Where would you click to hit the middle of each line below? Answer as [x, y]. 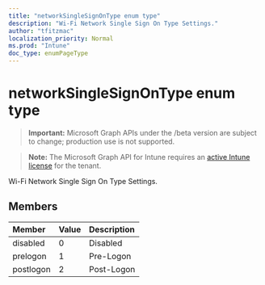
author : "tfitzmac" [41, 31]
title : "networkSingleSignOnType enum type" [84, 16]
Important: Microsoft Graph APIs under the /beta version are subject [142, 132]
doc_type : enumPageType [48, 53]
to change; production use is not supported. [101, 141]
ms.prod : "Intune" [39, 46]
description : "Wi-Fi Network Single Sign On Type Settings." [114, 23]
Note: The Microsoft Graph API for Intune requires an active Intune [139, 157]
